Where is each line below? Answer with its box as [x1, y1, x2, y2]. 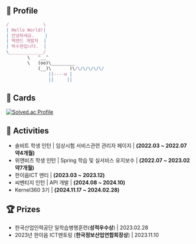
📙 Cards [6, 93, 36, 103]
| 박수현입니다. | [6, 44, 47, 50]
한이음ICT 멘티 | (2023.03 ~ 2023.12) [14, 172, 105, 179]
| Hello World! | [6, 27, 46, 33]
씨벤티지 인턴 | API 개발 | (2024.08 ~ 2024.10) [14, 179, 126, 186]
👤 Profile [6, 6, 38, 16]
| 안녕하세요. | [6, 32, 48, 38]
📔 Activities [6, 125, 49, 136]
